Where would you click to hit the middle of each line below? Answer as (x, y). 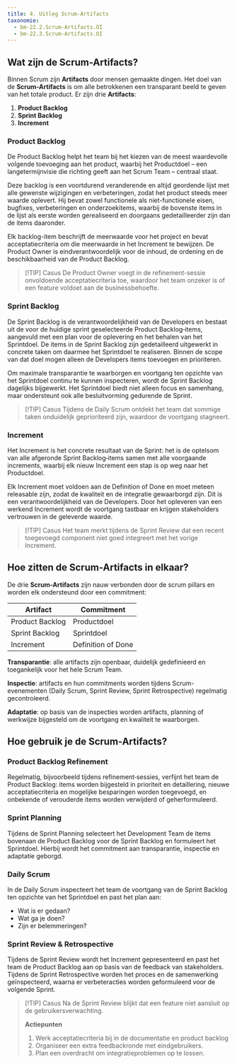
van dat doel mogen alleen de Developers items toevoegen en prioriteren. (115, 359)
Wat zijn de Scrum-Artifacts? (73, 62)
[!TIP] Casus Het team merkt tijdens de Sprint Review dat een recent (124, 530)
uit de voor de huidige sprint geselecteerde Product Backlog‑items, (105, 329)
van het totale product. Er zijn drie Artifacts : (72, 94)
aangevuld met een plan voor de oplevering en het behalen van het (105, 337)
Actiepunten (43, 1024)
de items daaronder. (36, 223)
